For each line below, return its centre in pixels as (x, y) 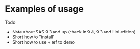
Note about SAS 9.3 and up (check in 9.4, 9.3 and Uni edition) (74, 32)
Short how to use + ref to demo (44, 42)
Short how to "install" (33, 37)
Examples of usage (44, 9)
